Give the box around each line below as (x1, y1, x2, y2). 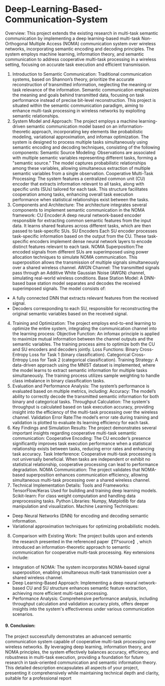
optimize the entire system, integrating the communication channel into (12, 325, 157, 331)
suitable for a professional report (5, 675, 72, 681)
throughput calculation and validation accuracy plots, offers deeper (12, 600, 149, 606)
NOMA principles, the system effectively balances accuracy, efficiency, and (5, 649, 159, 655)
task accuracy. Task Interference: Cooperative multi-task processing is (12, 451, 156, 457)
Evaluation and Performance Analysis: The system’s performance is (12, 383, 150, 389)
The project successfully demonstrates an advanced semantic (5, 633, 132, 639)
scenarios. (12, 611, 34, 617)
